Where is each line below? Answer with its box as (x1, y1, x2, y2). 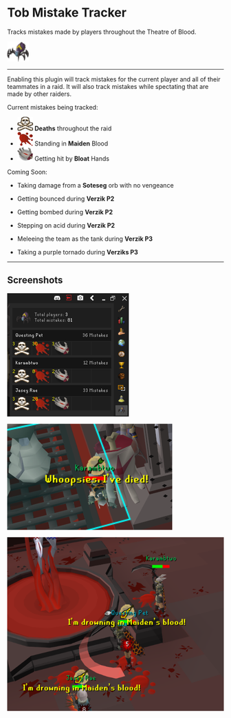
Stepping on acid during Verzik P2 (16, 221, 115, 229)
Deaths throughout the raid (34, 124, 112, 132)
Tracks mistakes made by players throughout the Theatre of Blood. (7, 28, 197, 36)
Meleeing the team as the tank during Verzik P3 (16, 235, 153, 243)
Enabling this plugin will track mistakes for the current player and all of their (7, 74, 221, 83)
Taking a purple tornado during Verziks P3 (16, 248, 139, 256)
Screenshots (7, 275, 63, 286)
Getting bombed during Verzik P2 (16, 208, 113, 216)
